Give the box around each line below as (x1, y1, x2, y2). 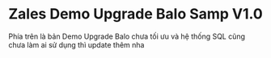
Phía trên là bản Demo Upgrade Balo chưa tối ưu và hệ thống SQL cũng (8, 31, 245, 41)
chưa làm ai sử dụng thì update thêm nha (8, 39, 145, 49)
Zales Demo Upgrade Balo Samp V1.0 (8, 5, 263, 23)
